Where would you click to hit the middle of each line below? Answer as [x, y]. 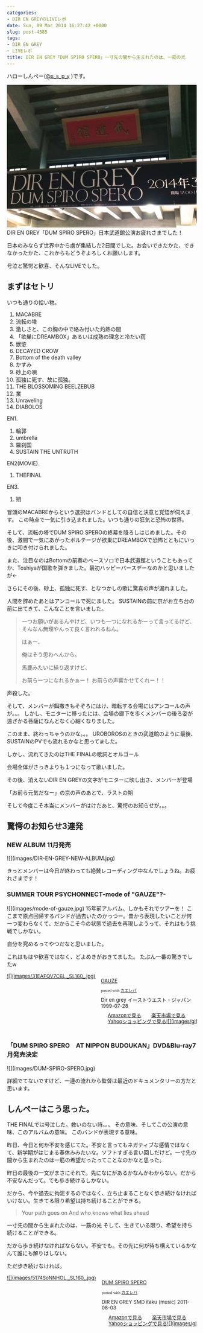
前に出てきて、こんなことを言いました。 [57, 608]
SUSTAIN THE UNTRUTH [47, 451]
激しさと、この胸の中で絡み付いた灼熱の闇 [68, 329]
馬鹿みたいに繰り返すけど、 [56, 667]
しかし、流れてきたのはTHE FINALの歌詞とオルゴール [73, 754]
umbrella [27, 437]
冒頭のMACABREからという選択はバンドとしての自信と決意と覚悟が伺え [96, 512]
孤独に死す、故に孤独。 [45, 380]
